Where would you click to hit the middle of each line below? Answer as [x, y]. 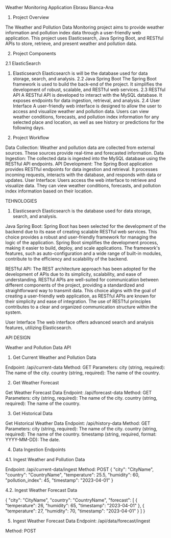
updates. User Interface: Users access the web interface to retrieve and [81, 180]
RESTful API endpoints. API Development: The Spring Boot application [79, 164]
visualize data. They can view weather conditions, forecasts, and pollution [83, 186]
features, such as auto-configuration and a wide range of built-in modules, [84, 253]
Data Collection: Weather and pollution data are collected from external [80, 147]
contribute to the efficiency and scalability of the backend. [67, 259]
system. [14, 312]
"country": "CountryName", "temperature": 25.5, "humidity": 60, [72, 475]
